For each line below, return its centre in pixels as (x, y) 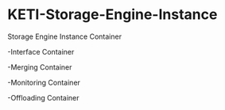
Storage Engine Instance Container (65, 36)
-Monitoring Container (44, 82)
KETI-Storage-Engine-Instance (112, 15)
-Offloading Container (43, 97)
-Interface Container (41, 51)
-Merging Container (40, 67)
